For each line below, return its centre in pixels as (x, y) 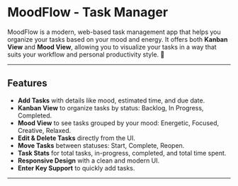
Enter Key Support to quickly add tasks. (76, 168)
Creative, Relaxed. (44, 130)
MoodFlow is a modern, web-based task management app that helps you (114, 32)
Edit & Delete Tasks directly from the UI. (76, 138)
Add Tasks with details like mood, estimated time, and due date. (111, 100)
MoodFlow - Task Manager (88, 12)
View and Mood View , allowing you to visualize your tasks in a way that (112, 47)
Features (27, 83)
